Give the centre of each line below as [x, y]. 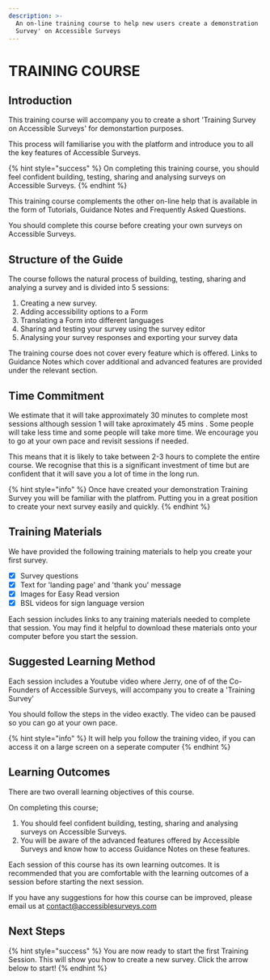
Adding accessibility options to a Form [84, 312]
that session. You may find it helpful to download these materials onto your [133, 628]
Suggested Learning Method [82, 662]
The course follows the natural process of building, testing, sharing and [127, 279]
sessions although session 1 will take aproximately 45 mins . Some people [131, 424]
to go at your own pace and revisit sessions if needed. [99, 441]
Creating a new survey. [59, 303]
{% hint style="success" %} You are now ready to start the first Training [129, 951]
